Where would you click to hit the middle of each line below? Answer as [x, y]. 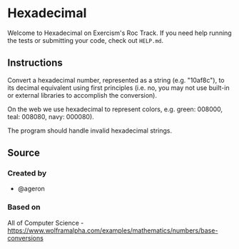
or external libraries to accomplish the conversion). [82, 95]
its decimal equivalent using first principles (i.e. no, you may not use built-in [118, 88]
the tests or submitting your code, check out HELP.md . [86, 40]
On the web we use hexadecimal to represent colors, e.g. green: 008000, [115, 109]
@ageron [31, 189]
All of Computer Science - [46, 223]
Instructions [35, 63]
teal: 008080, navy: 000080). [51, 116]
